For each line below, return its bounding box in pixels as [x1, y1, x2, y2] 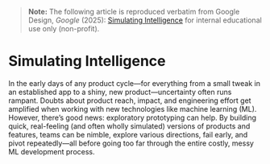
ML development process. [8, 146, 95, 156]
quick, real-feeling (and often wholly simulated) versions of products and [8, 121, 251, 131]
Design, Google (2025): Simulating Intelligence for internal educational [27, 15, 262, 25]
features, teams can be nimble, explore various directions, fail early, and [8, 129, 248, 139]
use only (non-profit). [27, 24, 100, 33]
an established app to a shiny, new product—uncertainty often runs [8, 87, 232, 96]
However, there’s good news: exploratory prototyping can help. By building [8, 113, 256, 122]
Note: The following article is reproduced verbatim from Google [27, 7, 240, 16]
